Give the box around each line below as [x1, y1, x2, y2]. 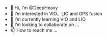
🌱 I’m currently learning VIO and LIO [10, 16, 86, 22]
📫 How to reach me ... [10, 27, 58, 33]
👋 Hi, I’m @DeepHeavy [10, 5, 58, 10]
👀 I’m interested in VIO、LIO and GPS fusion [10, 10, 103, 16]
